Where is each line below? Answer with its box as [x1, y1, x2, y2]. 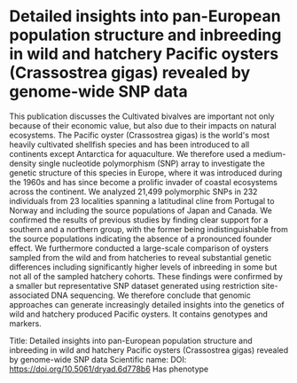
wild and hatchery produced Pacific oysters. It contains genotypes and [9, 309, 269, 319]
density [9, 158, 37, 168]
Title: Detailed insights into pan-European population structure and [9, 335, 253, 346]
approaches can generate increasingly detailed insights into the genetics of [9, 299, 285, 309]
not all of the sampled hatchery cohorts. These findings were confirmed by [9, 270, 284, 281]
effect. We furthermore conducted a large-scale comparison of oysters [9, 242, 269, 254]
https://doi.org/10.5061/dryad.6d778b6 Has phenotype [9, 363, 209, 374]
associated [9, 290, 50, 301]
